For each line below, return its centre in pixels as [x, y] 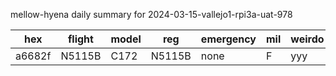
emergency [228, 39]
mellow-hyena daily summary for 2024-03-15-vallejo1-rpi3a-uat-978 [151, 14]
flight [80, 39]
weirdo [307, 39]
